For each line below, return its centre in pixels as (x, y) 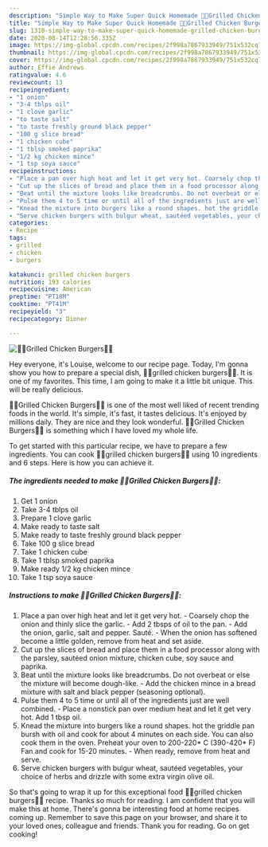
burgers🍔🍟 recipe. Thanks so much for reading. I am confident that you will (132, 800)
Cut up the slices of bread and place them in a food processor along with (140, 649)
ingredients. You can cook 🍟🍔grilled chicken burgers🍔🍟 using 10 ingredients (133, 454)
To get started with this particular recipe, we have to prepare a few (118, 445)
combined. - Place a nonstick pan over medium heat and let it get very (136, 708)
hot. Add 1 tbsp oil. (51, 717)
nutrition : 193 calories (50, 282)
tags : (18, 238)
